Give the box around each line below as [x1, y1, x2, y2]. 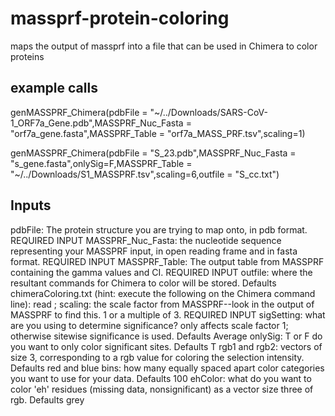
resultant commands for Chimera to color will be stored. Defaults [10, 277, 277, 289]
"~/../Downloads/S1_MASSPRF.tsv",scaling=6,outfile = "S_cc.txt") [10, 168, 280, 180]
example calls [10, 80, 98, 97]
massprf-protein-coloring [10, 7, 230, 30]
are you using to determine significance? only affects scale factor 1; [10, 319, 289, 331]
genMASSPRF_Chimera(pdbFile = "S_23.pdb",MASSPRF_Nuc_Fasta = [10, 147, 297, 159]
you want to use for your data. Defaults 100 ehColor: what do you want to [10, 372, 312, 384]
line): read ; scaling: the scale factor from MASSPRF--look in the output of [10, 298, 315, 310]
